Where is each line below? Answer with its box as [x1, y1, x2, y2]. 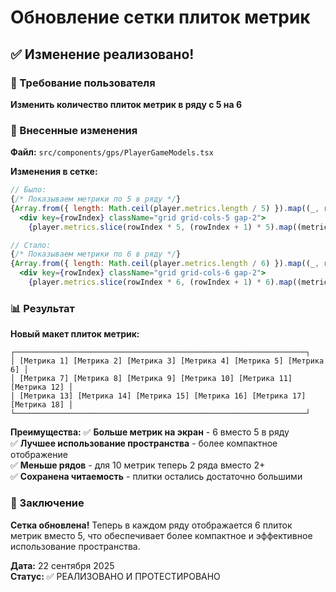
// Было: [10, 185, 47, 195]
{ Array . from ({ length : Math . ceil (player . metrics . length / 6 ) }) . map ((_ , [10, 259, 320, 269]
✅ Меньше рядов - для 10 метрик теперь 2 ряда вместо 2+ [10, 459, 266, 471]
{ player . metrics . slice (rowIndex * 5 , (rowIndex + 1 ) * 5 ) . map [28, 222, 293, 232]
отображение [10, 449, 68, 461]
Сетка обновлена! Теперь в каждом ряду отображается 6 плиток [10, 519, 293, 531]
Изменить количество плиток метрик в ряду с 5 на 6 [10, 98, 242, 110]
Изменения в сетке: [10, 166, 98, 178]
